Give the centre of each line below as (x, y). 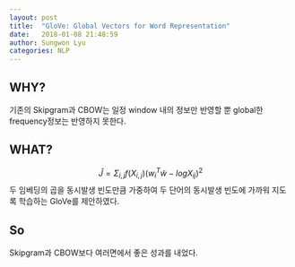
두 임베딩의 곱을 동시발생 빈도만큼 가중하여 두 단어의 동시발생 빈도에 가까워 (140, 190)
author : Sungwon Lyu (48, 43)
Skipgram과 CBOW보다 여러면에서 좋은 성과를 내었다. (104, 253)
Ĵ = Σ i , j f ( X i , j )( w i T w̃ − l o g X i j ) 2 (151, 173)
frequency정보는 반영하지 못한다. (68, 121)
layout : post (34, 17)
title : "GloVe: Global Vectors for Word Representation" (120, 26)
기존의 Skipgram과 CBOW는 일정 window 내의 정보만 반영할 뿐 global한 (136, 109)
